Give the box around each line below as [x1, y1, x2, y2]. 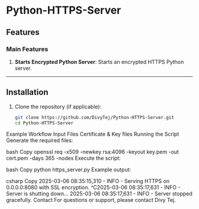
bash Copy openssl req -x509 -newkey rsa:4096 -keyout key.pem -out [6, 149, 179, 156]
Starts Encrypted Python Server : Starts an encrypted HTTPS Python [14, 58, 184, 65]
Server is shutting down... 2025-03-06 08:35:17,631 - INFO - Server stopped [6, 190, 192, 197]
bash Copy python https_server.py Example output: [6, 166, 131, 173]
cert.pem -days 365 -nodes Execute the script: [6, 155, 121, 162]
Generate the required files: [6, 137, 73, 144]
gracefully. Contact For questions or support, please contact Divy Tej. [6, 197, 176, 204]
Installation [6, 87, 49, 98]
